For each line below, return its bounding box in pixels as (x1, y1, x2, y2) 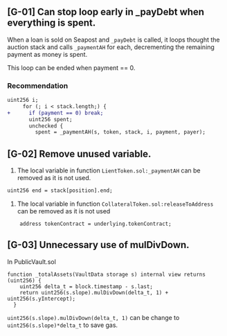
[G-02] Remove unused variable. (7, 148, 152, 159)
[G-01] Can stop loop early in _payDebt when (7, 6, 205, 18)
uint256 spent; (28, 116, 73, 123)
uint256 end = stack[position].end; (7, 187, 113, 194)
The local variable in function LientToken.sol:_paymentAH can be (17, 166, 201, 175)
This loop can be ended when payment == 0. (7, 63, 136, 72)
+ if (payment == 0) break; (7, 109, 104, 116)
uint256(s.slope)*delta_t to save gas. (7, 321, 118, 329)
